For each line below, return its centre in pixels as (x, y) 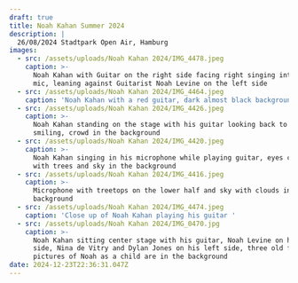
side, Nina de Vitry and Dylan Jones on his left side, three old (158, 248)
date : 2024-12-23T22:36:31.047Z (69, 265)
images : (24, 51)
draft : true (31, 17)
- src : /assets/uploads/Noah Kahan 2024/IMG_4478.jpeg (121, 59)
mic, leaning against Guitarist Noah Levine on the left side (150, 83)
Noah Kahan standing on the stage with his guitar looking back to (160, 125)
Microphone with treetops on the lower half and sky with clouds (156, 191)
